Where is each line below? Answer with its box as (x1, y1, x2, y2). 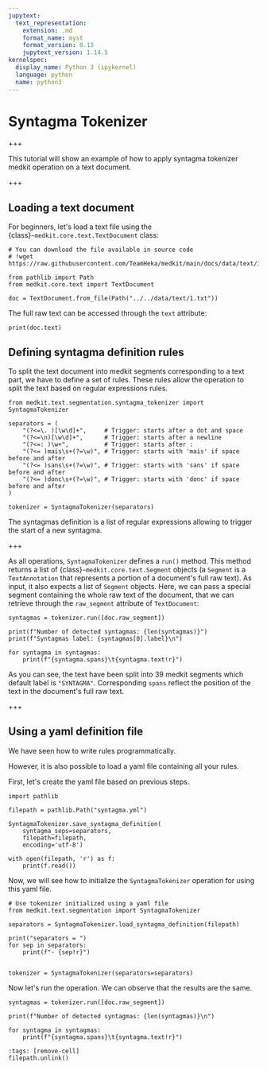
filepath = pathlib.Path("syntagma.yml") (8, 806, 148, 814)
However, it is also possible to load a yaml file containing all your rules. (8, 761, 240, 771)
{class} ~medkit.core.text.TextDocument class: (8, 231, 159, 240)
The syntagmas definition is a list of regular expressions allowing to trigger (8, 518, 253, 527)
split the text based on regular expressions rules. (8, 383, 168, 393)
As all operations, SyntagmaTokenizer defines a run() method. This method (8, 556, 252, 566)
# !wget (8, 253, 34, 261)
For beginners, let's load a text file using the (8, 222, 153, 231)
